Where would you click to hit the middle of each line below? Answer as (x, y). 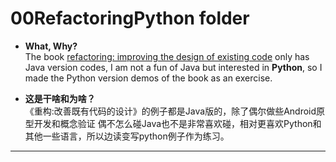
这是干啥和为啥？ (60, 98)
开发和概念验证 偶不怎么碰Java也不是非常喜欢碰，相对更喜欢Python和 (177, 123)
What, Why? (51, 46)
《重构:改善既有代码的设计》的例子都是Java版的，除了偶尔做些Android (170, 111)
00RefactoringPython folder (130, 18)
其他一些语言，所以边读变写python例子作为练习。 (127, 136)
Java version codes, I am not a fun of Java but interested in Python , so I (173, 67)
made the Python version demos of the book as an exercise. (148, 78)
